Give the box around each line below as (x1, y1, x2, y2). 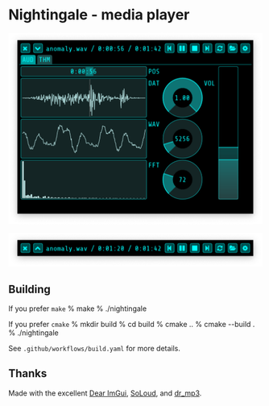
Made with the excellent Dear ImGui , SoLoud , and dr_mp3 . (8, 388, 202, 398)
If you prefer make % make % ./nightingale (8, 304, 147, 313)
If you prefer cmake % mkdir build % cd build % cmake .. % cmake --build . (8, 320, 255, 329)
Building (8, 282, 51, 296)
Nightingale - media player (8, 6, 190, 24)
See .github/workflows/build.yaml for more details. (8, 344, 181, 354)
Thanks (8, 367, 48, 380)
